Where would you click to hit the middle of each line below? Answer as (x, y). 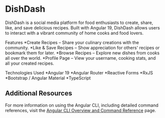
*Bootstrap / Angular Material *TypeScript (48, 78)
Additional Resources (39, 93)
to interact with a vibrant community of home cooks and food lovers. (74, 33)
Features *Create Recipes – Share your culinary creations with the (72, 42)
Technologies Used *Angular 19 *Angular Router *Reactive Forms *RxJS (79, 72)
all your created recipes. (30, 63)
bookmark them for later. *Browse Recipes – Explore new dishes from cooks (82, 53)
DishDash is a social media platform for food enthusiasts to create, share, (79, 23)
